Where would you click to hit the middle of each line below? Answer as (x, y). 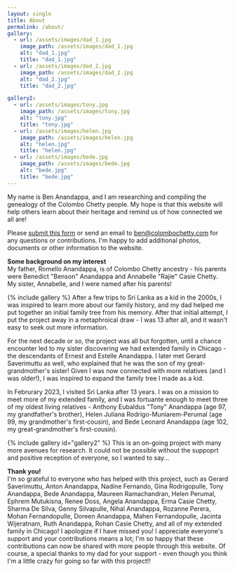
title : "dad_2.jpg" (48, 86)
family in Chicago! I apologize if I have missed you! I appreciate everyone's (115, 531)
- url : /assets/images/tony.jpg (61, 105)
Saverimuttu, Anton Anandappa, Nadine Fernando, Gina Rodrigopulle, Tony (115, 486)
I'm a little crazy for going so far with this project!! (79, 561)
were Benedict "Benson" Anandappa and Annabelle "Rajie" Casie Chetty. (113, 276)
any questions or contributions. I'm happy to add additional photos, (104, 240)
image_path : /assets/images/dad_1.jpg (76, 46)
